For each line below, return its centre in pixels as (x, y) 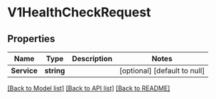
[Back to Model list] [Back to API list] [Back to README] (89, 88)
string (55, 71)
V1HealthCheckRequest (79, 12)
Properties (31, 39)
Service (24, 71)
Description (92, 59)
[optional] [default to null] (162, 71)
